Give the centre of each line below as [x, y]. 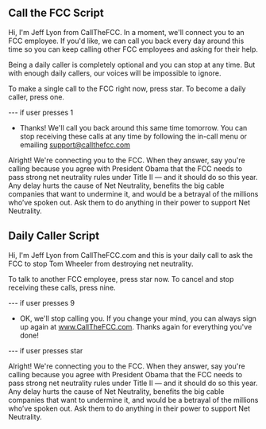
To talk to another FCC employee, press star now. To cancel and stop [121, 279]
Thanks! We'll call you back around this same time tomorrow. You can [133, 127]
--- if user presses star [46, 350]
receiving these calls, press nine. [62, 287]
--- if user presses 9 [42, 302]
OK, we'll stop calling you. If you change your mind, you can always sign [138, 318]
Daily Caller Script [54, 236]
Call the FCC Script [56, 13]
